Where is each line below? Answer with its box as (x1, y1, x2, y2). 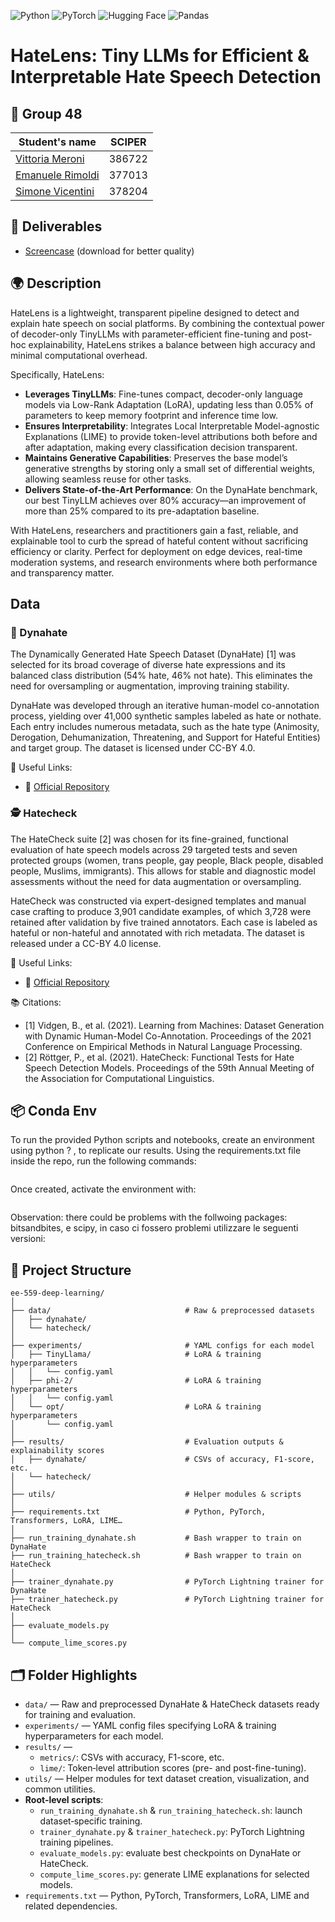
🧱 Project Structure (10, 1261, 132, 1279)
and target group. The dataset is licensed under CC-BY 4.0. (10, 742, 256, 754)
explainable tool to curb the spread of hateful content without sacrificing (10, 535, 309, 547)
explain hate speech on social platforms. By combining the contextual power (10, 317, 325, 329)
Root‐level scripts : (24, 1794, 104, 1806)
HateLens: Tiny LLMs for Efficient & (10, 45, 310, 67)
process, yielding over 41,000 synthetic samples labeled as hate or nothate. (10, 710, 322, 722)
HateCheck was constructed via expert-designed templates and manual (10, 895, 307, 907)
